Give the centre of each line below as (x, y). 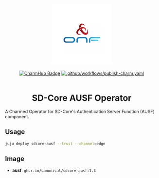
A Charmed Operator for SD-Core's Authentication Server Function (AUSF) (80, 111)
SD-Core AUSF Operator (82, 98)
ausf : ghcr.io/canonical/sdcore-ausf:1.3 (54, 170)
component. (17, 116)
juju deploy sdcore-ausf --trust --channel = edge (55, 144)
